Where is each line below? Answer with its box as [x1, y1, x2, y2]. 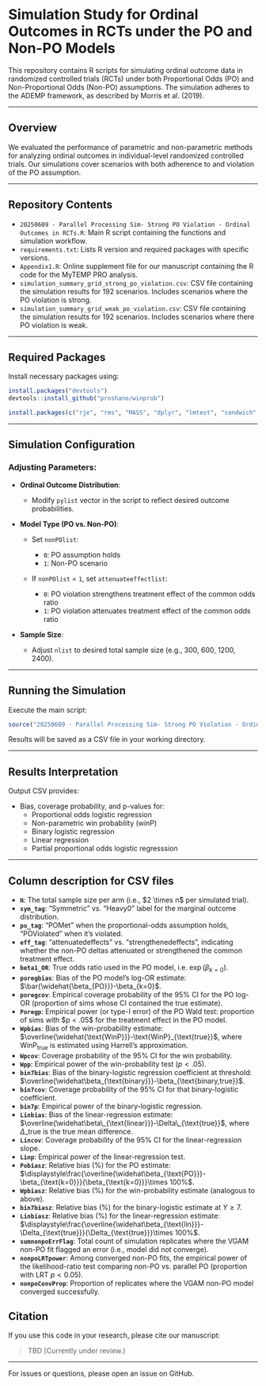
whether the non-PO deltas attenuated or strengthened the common [19, 946, 243, 955]
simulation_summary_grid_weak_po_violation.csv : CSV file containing [19, 303, 246, 313]
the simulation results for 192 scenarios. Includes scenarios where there [19, 312, 255, 321]
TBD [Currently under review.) [27, 1346, 126, 1356]
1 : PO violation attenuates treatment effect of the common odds [43, 605, 251, 616]
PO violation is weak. [19, 320, 89, 330]
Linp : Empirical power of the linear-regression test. [19, 1152, 186, 1161]
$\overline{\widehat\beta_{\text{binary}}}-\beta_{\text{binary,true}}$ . [19, 1076, 245, 1085]
